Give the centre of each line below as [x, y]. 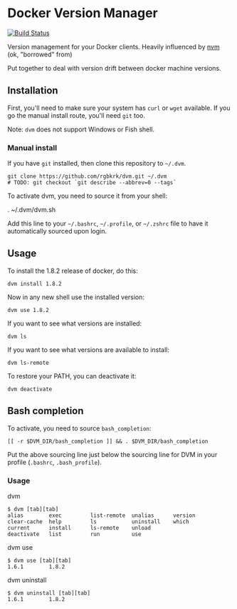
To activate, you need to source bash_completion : [79, 428]
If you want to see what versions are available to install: [88, 349]
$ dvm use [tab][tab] [39, 560]
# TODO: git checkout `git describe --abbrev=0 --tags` [92, 183]
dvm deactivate [30, 389]
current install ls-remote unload [79, 528]
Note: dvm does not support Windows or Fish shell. [81, 129]
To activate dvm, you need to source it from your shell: [88, 196]
